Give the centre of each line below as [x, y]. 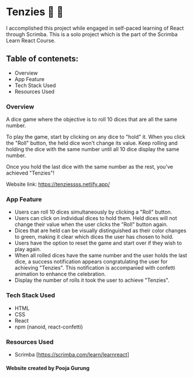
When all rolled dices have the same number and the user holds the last [101, 256]
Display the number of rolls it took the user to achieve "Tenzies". [92, 280]
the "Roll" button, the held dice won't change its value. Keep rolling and [92, 143]
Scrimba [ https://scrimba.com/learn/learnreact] [72, 354]
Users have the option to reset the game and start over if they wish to [98, 243]
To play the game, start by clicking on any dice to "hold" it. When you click [96, 137]
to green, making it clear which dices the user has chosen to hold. [94, 237]
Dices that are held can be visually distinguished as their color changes [100, 231]
